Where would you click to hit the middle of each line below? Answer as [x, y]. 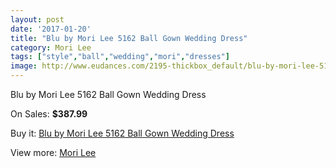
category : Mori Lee [51, 47]
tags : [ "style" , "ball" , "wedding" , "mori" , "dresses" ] [120, 57]
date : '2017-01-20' [51, 29]
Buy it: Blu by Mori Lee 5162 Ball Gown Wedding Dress [122, 133]
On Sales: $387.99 [49, 114]
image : [24, 66]
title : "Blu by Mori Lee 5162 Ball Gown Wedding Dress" [129, 38]
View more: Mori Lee [53, 152]
